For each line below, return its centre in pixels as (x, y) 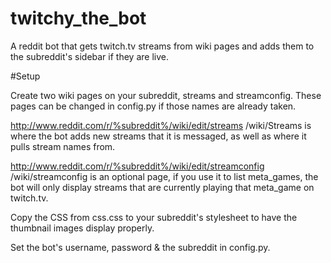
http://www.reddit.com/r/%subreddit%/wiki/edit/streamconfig (137, 166)
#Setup (25, 76)
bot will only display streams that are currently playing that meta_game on (162, 187)
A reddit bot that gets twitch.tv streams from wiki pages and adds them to (162, 46)
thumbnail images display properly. (82, 228)
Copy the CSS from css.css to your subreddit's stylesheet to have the (154, 217)
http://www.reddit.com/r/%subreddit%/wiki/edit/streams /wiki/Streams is (161, 125)
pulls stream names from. (63, 146)
